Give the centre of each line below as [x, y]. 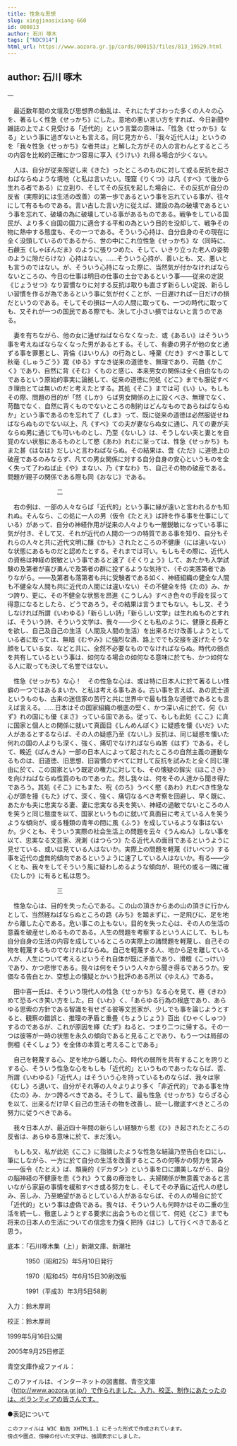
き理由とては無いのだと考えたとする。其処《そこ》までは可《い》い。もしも [118, 388]
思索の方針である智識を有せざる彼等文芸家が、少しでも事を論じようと [121, 1009]
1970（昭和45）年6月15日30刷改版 [76, 1276]
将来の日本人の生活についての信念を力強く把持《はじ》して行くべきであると [119, 1222]
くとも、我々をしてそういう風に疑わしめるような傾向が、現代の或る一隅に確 [118, 867]
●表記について [29, 1414]
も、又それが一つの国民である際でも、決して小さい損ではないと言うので [112, 311]
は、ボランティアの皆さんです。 [53, 1399]
